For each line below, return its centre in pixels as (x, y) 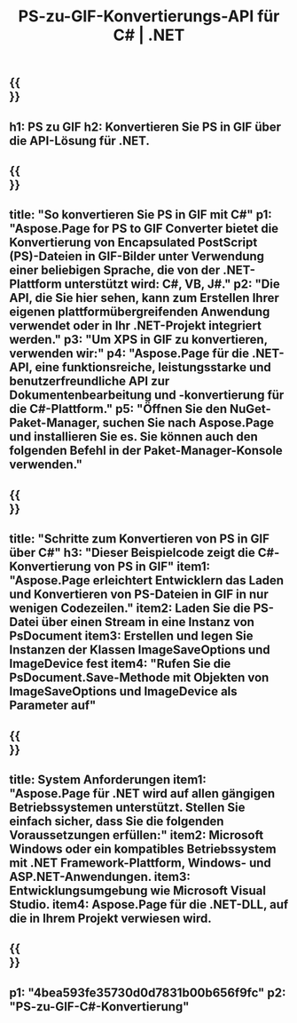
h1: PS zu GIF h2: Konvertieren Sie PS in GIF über (145, 127)
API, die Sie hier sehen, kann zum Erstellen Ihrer (144, 298)
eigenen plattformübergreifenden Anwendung (140, 312)
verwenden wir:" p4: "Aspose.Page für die (129, 354)
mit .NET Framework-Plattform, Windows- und (141, 863)
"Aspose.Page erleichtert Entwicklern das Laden (147, 580)
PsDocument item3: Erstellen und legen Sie (131, 636)
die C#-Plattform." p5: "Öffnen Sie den (118, 409)
